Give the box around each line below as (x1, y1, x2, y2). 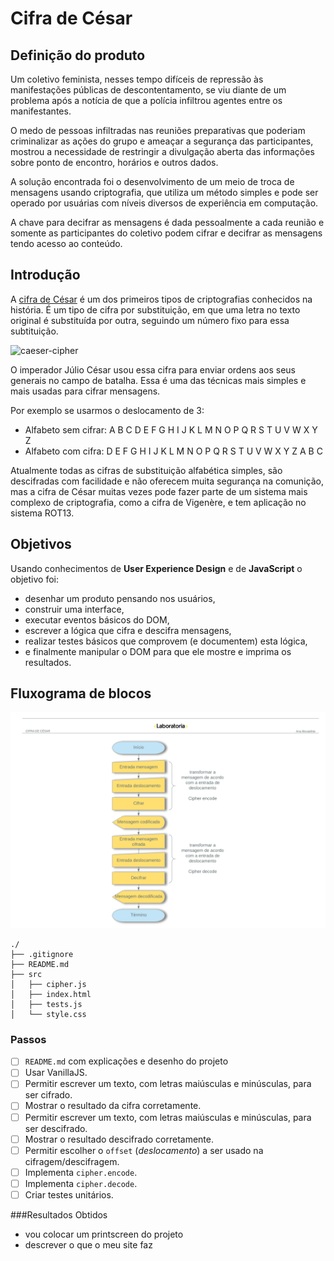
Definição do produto (10, 47, 146, 64)
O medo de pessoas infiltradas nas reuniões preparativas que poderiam (10, 125, 306, 136)
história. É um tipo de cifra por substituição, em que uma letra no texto (10, 303, 301, 316)
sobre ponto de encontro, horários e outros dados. (10, 157, 219, 168)
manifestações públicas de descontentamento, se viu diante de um (10, 84, 287, 96)
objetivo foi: (10, 573, 60, 585)
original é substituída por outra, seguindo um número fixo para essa (10, 314, 290, 326)
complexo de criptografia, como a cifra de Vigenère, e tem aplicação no (10, 496, 307, 508)
